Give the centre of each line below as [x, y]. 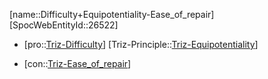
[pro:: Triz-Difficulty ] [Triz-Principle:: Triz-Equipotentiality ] [141, 44]
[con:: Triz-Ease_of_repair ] [77, 63]
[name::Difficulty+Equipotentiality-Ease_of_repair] [112, 14]
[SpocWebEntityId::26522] [64, 25]
